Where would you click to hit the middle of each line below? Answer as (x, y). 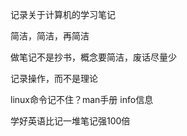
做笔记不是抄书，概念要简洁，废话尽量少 (93, 57)
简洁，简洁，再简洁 (50, 36)
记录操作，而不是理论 (54, 78)
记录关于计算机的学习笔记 (63, 14)
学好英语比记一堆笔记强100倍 (70, 121)
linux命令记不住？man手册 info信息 (82, 99)
